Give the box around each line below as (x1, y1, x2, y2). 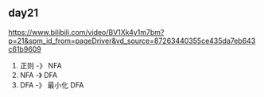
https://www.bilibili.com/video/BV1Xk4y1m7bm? (8, 27, 165, 37)
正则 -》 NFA (19, 60, 62, 70)
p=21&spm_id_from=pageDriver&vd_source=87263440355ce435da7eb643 (8, 36, 256, 45)
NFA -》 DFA (19, 70, 58, 80)
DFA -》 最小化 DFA (19, 80, 84, 90)
